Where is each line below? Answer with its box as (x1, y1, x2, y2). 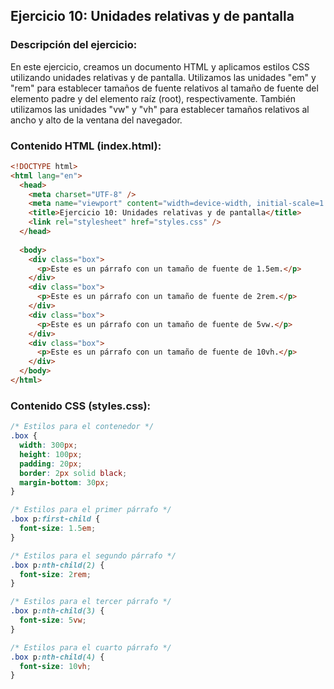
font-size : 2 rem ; (19, 569, 92, 579)
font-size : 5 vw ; (19, 615, 87, 626)
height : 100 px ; (19, 449, 83, 459)
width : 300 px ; (19, 440, 78, 451)
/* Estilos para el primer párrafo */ (10, 505, 172, 515)
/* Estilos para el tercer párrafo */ (10, 597, 172, 607)
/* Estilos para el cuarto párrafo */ (10, 642, 172, 653)
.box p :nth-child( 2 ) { (10, 560, 105, 570)
